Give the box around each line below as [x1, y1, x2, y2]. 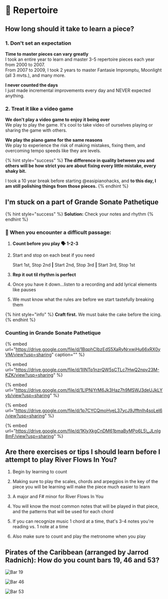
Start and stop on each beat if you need [12, 252, 95, 258]
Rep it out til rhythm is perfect [12, 272, 76, 278]
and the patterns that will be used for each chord [12, 509, 114, 515]
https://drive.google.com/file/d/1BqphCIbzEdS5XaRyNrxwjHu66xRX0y [15, 346, 160, 352]
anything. [5, 92, 25, 98]
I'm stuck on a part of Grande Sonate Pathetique [5, 198, 159, 206]
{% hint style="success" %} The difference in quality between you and [5, 158, 154, 164]
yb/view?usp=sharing [5, 392, 50, 398]
